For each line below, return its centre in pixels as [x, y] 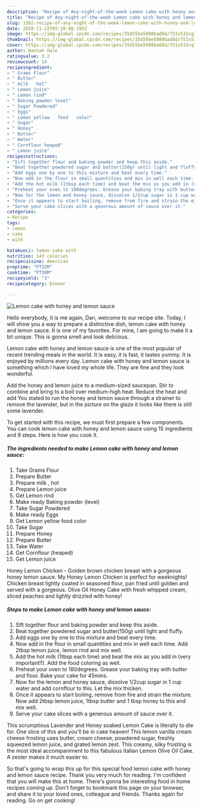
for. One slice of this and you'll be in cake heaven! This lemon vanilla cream [99, 731]
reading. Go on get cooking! [41, 800]
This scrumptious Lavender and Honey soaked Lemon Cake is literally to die [100, 725]
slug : [13, 23]
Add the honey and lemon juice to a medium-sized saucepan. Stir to [90, 385]
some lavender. [26, 411]
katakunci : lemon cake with [42, 250]
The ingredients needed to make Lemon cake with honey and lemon [92, 448]
